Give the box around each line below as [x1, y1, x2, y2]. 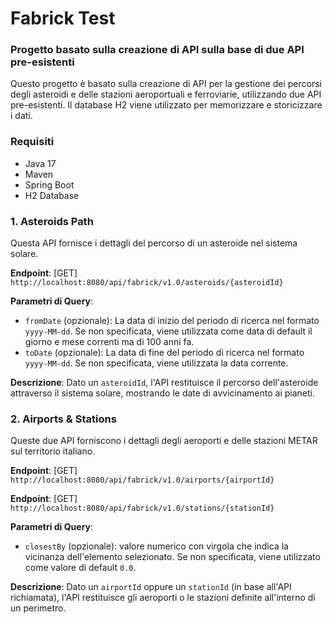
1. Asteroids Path [10, 214, 94, 228]
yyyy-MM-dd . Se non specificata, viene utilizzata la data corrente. [24, 357, 289, 369]
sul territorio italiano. [10, 445, 96, 457]
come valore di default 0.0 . [24, 562, 137, 574]
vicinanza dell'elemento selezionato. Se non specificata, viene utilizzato [24, 551, 321, 563]
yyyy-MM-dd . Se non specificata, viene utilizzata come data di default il [24, 325, 313, 337]
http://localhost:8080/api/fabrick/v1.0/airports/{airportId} [10, 475, 275, 486]
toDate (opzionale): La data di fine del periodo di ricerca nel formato [24, 347, 305, 359]
